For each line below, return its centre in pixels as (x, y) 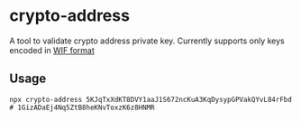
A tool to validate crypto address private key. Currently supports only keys (147, 41)
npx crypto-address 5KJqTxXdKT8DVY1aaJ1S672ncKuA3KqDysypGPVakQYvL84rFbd (151, 99)
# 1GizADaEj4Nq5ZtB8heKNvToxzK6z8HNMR (82, 107)
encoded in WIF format (52, 50)
